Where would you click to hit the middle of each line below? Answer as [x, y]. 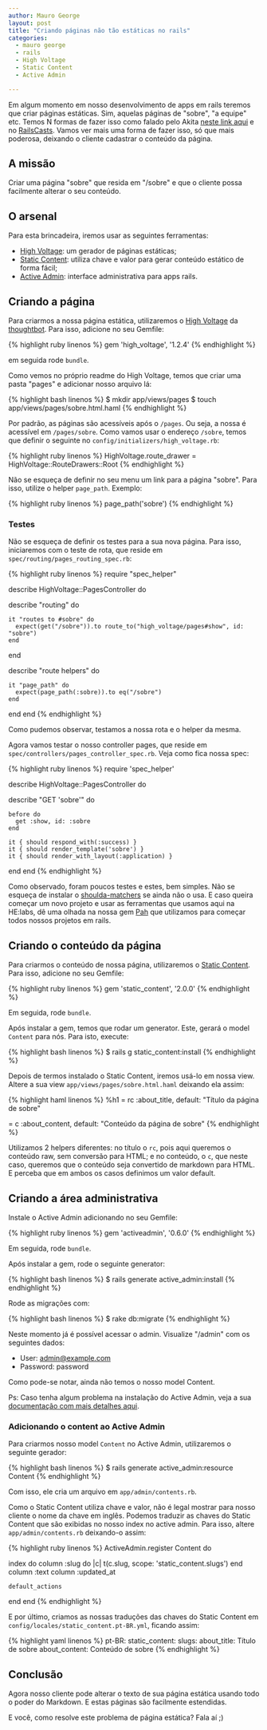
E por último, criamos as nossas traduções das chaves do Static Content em [133, 1617]
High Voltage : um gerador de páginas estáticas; [98, 251]
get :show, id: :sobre [53, 822]
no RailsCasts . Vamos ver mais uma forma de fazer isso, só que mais [122, 130]
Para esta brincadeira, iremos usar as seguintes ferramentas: [108, 235]
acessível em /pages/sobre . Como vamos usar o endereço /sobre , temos [128, 432]
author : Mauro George [44, 16]
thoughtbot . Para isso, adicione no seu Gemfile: [86, 329]
